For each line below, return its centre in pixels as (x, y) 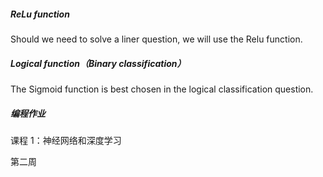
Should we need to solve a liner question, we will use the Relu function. (156, 39)
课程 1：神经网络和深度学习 (66, 140)
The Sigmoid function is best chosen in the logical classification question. (162, 89)
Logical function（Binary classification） (98, 63)
